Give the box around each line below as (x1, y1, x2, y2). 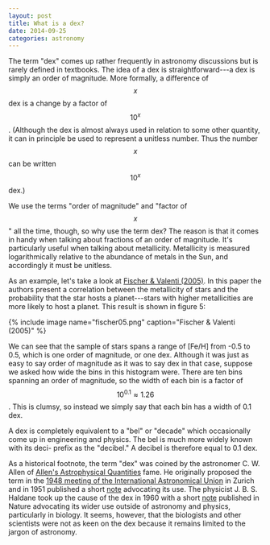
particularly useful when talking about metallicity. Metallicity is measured (8, 243, 251, 253)
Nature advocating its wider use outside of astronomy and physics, (8, 502, 231, 511)
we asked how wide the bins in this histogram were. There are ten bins (8, 367, 243, 377)
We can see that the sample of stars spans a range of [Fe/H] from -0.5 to (8, 341, 251, 351)
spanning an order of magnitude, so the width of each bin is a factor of (8, 375, 243, 385)
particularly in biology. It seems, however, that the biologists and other (8, 510, 242, 520)
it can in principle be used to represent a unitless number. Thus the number (8, 134, 259, 143)
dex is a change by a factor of (8, 98, 107, 109)
